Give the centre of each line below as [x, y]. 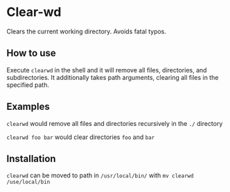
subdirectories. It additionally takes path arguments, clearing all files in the [113, 77]
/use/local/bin [28, 182]
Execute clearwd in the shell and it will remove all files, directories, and [107, 70]
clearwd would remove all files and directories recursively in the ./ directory [115, 123]
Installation [31, 158]
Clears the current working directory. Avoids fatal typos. [87, 31]
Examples [28, 107]
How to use [31, 53]
